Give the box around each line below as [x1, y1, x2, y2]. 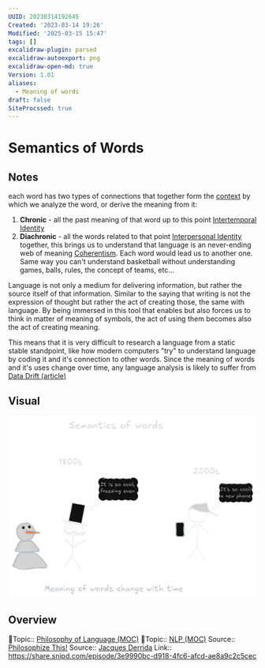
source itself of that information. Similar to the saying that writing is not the [8, 289, 251, 299]
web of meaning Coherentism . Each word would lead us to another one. [19, 248, 253, 258]
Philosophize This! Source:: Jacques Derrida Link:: [8, 643, 172, 652]
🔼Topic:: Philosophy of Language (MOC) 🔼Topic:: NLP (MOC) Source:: [8, 634, 236, 644]
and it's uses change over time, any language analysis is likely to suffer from [8, 363, 256, 372]
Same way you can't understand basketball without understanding [19, 257, 236, 267]
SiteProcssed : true [8, 104, 73, 112]
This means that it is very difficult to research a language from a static [8, 338, 236, 347]
